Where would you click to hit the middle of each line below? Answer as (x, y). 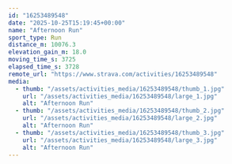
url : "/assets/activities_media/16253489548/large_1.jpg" (120, 96)
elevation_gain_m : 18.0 (48, 52)
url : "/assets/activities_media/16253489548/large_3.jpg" (120, 140)
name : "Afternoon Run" (46, 30)
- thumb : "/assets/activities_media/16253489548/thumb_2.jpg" (120, 111)
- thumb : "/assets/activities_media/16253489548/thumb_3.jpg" (120, 132)
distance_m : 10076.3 (42, 45)
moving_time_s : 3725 (42, 60)
